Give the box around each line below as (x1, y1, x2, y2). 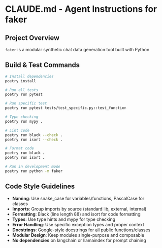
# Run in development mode (5, 164, 61, 169)
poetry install (5, 78, 36, 83)
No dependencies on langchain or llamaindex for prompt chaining (12, 237, 146, 243)
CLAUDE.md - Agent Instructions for (5, 3, 157, 15)
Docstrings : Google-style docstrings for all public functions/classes (12, 227, 151, 233)
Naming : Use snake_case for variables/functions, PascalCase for (12, 195, 145, 201)
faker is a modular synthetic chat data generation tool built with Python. (5, 47, 151, 52)
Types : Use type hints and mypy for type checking (12, 216, 116, 222)
